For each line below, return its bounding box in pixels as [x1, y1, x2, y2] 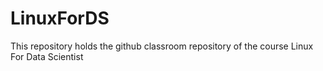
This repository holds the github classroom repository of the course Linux [10, 40, 314, 52]
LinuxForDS [10, 7, 110, 30]
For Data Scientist [10, 50, 84, 62]
